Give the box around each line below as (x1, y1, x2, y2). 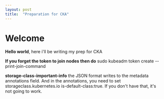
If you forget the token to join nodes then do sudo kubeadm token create (5, 58, 154, 64)
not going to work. (5, 88, 42, 94)
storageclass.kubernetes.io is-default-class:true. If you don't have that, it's (5, 83, 156, 89)
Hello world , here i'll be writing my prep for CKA (5, 49, 103, 55)
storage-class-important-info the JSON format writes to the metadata (5, 73, 149, 79)
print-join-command (5, 63, 46, 69)
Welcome (5, 33, 45, 44)
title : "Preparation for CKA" (5, 12, 69, 17)
